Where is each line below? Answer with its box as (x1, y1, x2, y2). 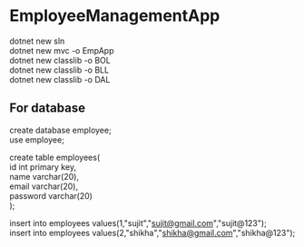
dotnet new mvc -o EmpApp (9, 44, 115, 55)
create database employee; (9, 124, 112, 135)
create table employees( (9, 152, 101, 163)
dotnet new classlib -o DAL (9, 74, 111, 84)
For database (9, 101, 86, 116)
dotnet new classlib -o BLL (9, 64, 110, 75)
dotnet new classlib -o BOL (9, 54, 111, 65)
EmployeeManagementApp (9, 5, 221, 26)
